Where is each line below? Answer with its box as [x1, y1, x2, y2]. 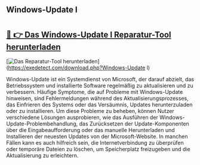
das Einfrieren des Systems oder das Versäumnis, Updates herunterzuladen [6, 101, 193, 108]
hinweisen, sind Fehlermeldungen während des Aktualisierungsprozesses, [6, 95, 189, 102]
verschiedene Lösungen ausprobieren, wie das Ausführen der [6, 114, 158, 121]
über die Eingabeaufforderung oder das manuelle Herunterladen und [6, 127, 175, 133]
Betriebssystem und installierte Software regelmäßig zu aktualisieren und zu [6, 82, 194, 89]
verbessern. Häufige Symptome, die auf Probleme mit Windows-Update [6, 88, 183, 95]
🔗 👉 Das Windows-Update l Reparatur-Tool [6, 29, 171, 39]
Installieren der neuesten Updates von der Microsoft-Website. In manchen [6, 133, 188, 140]
